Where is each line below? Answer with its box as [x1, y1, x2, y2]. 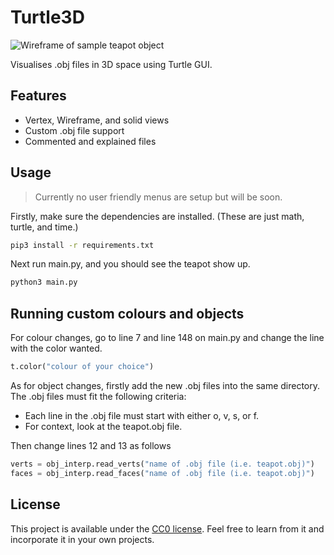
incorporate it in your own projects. [10, 533, 155, 545]
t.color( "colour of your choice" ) [10, 362, 155, 372]
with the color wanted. [10, 342, 103, 355]
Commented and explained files [24, 135, 157, 147]
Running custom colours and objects [10, 305, 245, 322]
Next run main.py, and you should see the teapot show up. [10, 258, 251, 270]
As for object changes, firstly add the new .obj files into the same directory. [10, 380, 321, 391]
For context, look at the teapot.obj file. [24, 421, 183, 432]
